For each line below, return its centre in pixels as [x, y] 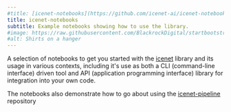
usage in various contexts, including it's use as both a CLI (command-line [111, 66]
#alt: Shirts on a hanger [44, 39]
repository [22, 101]
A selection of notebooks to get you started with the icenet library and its [110, 58]
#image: [18, 33]
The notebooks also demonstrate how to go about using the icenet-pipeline [114, 94]
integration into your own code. [52, 80]
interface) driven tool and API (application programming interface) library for [115, 74]
